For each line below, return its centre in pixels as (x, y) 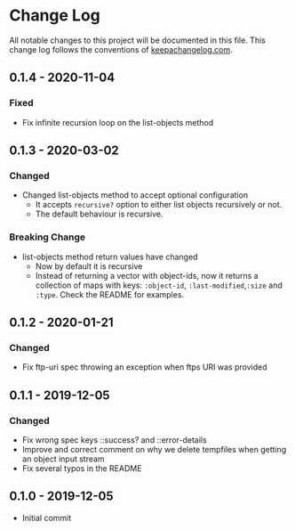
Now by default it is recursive (89, 266)
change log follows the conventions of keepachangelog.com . (121, 49)
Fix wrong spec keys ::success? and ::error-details (114, 440)
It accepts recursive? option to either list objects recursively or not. (159, 205)
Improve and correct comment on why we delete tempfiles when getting (154, 449)
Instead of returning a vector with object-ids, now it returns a (147, 275)
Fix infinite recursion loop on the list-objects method (118, 122)
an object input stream (63, 459)
